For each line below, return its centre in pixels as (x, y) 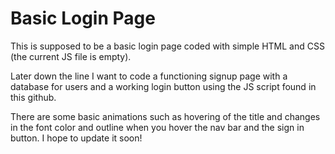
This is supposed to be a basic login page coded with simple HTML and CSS (167, 46)
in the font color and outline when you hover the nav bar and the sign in (157, 127)
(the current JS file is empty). (71, 56)
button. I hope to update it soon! (76, 138)
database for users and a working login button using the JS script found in (163, 86)
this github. (33, 97)
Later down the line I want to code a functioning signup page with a (149, 76)
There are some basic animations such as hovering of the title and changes (165, 116)
